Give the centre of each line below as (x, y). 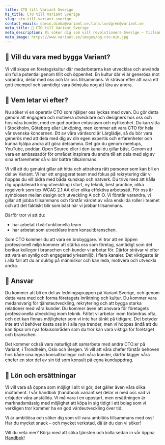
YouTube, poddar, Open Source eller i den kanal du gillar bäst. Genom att (79, 149)
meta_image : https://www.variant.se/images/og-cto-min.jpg (67, 37)
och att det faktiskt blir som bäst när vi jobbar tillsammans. (64, 205)
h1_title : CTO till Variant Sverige (42, 14)
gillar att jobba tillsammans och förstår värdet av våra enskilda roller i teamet (82, 200)
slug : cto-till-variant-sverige (38, 19)
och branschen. (21, 335)
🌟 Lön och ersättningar (41, 375)
